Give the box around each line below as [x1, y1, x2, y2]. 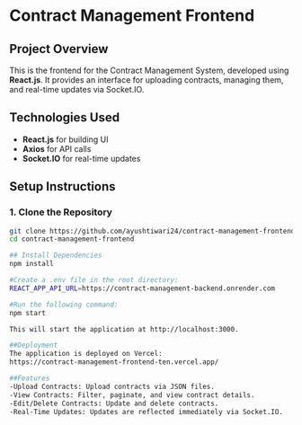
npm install [9, 260, 54, 269]
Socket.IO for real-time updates [22, 153, 141, 164]
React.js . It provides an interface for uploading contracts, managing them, [9, 75, 284, 85]
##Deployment [9, 341, 58, 350]
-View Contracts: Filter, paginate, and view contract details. [9, 390, 255, 400]
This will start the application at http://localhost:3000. [9, 324, 240, 333]
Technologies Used [9, 110, 120, 126]
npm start [9, 308, 47, 317]
